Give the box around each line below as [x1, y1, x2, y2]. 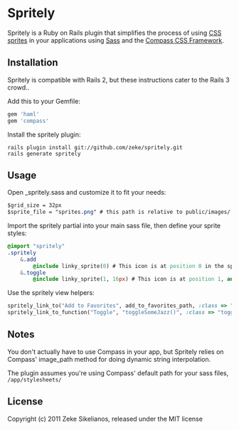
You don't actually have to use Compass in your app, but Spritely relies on [7, 347, 224, 356]
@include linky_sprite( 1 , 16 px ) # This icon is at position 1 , [33, 276, 224, 283]
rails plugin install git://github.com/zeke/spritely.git [7, 144, 183, 151]
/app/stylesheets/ [7, 376, 62, 383]
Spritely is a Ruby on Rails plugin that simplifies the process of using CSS [7, 28, 222, 37]
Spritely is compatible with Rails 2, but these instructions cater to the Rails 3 [7, 75, 230, 84]
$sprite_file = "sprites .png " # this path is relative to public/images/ [7, 208, 231, 216]
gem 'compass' [7, 117, 50, 124]
